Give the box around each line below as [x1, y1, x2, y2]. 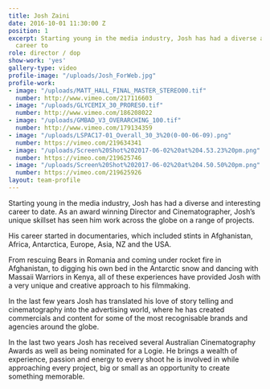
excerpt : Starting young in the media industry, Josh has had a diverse [8, 34, 257, 43]
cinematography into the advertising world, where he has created [8, 305, 225, 314]
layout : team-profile [8, 176, 81, 185]
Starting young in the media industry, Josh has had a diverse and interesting [8, 198, 261, 207]
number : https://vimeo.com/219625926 [15, 169, 142, 177]
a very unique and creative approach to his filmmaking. [8, 280, 190, 290]
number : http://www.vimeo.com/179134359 [15, 124, 153, 132]
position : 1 [8, 27, 48, 35]
